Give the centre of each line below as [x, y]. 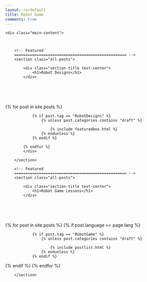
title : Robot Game [24, 15]
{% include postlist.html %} [81, 248]
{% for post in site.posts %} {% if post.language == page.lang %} [73, 225]
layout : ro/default [26, 10]
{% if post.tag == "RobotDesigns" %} [71, 116]
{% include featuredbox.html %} [84, 129]
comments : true [21, 19]
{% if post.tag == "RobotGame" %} [68, 235]
